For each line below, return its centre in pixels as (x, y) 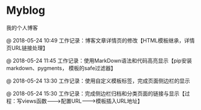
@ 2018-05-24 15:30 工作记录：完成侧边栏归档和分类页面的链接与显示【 (95, 93)
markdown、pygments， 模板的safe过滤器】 (61, 68)
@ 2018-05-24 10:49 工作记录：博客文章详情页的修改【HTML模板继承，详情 (100, 40)
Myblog (26, 10)
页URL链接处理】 (27, 48)
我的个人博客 (22, 27)
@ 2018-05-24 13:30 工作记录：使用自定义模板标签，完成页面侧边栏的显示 (98, 81)
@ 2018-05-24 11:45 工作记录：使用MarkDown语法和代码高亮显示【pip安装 (99, 60)
